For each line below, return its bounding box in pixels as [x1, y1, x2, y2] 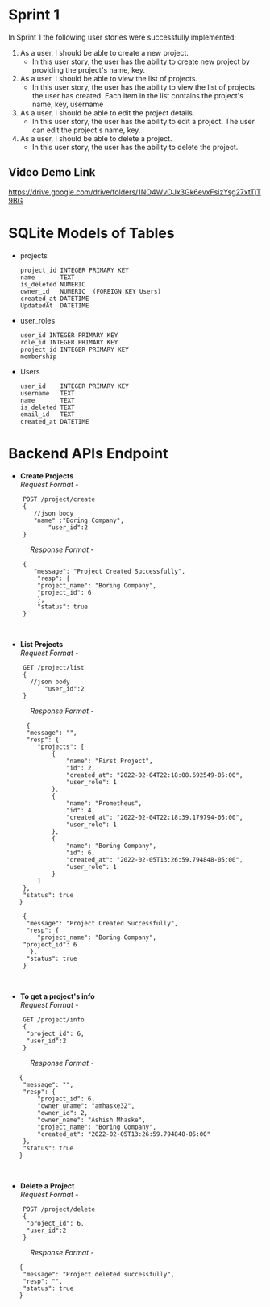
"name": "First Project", [65, 757, 153, 765]
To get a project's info [19, 991, 95, 1001]
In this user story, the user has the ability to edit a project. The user [31, 116, 255, 126]
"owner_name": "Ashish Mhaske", [37, 1116, 147, 1124]
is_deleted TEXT [19, 403, 75, 411]
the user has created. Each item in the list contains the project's [31, 90, 244, 100]
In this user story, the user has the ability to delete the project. [31, 142, 239, 152]
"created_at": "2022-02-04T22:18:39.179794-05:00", [65, 813, 243, 821]
